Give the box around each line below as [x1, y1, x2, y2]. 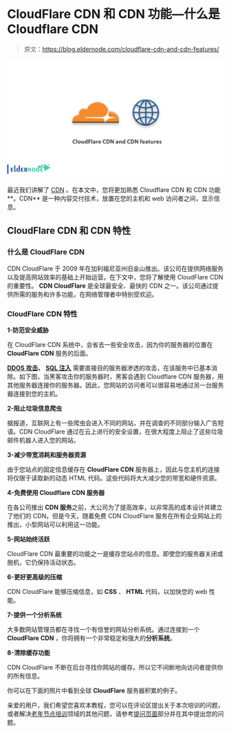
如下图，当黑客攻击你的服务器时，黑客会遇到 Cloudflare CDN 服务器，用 [19, 372, 224, 381]
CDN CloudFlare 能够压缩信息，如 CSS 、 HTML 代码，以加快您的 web [7, 588, 208, 596]
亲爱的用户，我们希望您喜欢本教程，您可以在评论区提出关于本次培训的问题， [7, 701, 224, 710]
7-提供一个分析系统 [7, 610, 62, 619]
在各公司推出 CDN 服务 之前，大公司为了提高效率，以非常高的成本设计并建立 [7, 503, 223, 511]
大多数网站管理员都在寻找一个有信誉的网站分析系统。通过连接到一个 [7, 626, 200, 634]
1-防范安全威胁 [7, 326, 49, 334]
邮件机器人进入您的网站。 [7, 436, 80, 445]
